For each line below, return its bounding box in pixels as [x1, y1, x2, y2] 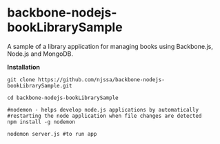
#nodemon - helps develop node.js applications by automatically [7, 106, 199, 113]
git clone [7, 76, 36, 83]
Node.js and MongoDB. [7, 50, 74, 58]
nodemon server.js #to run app [7, 130, 97, 137]
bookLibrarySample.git [7, 82, 72, 89]
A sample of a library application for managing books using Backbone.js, [7, 42, 214, 50]
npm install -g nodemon [7, 119, 76, 125]
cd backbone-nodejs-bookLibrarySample [7, 94, 119, 101]
